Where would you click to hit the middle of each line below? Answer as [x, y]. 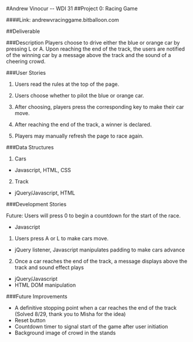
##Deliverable [23, 31]
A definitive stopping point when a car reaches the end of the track [96, 308]
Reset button [30, 320]
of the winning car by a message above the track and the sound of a [89, 55]
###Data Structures [30, 147]
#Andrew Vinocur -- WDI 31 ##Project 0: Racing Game [72, 9]
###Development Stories [36, 204]
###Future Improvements [37, 296]
